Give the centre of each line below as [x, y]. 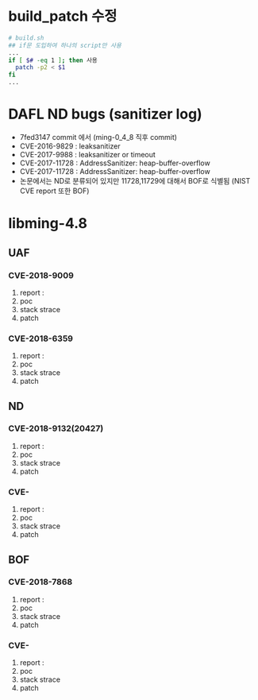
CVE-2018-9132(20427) [56, 428]
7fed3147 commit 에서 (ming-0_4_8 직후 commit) [98, 137]
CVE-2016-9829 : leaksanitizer [70, 146]
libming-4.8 [48, 224]
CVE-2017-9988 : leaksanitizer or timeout [88, 155]
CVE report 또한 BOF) [54, 191]
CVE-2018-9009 [41, 275]
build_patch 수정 [63, 16]
